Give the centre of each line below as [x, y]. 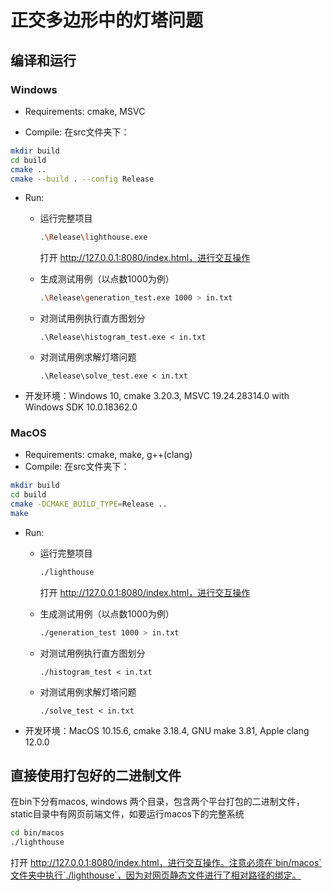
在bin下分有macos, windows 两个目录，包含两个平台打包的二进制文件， [157, 802]
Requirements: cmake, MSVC [85, 111]
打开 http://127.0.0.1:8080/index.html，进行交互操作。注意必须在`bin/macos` [166, 863]
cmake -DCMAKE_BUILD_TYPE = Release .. [89, 504]
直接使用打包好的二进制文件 [96, 776]
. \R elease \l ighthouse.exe [93, 237]
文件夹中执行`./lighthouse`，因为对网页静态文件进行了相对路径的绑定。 [156, 875]
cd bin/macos [37, 833]
